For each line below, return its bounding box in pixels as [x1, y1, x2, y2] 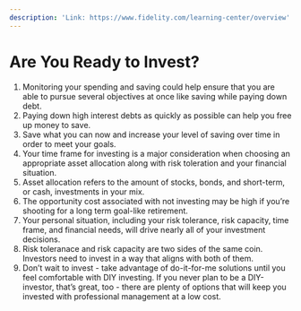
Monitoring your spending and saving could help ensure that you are [21, 82, 275, 92]
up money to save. [21, 119, 91, 130]
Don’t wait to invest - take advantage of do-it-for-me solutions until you [21, 262, 287, 273]
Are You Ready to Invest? [9, 51, 200, 72]
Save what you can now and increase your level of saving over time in [21, 129, 280, 140]
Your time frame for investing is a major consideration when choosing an [21, 148, 291, 159]
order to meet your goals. [21, 138, 116, 149]
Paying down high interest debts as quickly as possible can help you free [21, 109, 292, 121]
